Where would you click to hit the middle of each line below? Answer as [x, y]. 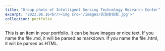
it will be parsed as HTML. [32, 44]
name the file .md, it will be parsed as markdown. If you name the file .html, [82, 38]
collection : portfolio [28, 19]
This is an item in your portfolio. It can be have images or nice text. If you [79, 33]
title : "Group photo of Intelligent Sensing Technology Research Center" [83, 10]
